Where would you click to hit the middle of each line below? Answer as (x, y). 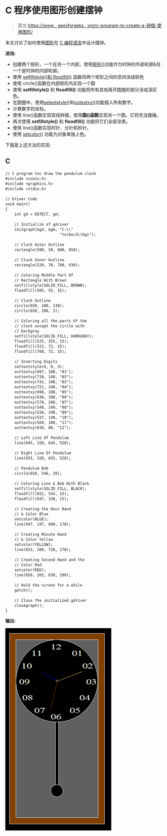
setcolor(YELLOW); (34, 544)
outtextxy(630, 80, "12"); (43, 427)
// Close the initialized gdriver (51, 600)
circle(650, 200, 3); (37, 311)
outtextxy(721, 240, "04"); (44, 387)
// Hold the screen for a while (48, 585)
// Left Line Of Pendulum (42, 438)
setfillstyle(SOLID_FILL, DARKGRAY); (54, 336)
